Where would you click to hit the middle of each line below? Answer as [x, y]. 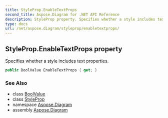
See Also [16, 83]
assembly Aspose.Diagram [40, 110]
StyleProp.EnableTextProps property [64, 49]
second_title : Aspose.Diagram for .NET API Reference [62, 15]
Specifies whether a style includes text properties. [57, 61]
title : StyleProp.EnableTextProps [41, 10]
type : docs [16, 24]
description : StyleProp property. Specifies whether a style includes [80, 19]
